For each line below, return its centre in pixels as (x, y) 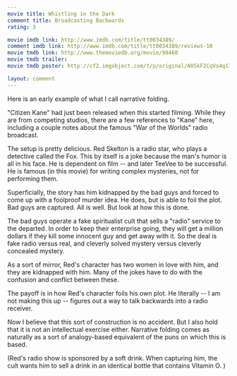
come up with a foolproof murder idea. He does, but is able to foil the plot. (115, 200)
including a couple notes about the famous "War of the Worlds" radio (108, 127)
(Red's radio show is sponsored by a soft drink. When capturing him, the (113, 358)
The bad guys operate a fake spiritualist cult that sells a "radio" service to (114, 221)
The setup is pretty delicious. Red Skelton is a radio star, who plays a (107, 148)
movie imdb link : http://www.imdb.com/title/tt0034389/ (91, 40)
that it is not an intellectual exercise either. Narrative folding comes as (108, 329)
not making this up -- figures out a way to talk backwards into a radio (108, 301)
